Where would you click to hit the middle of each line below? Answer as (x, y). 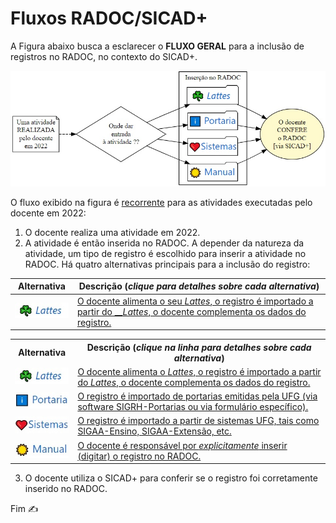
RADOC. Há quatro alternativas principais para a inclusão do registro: (167, 264)
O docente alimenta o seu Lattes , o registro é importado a (195, 301)
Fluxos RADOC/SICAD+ (109, 18)
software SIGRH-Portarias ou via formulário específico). (193, 407)
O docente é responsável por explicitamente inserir (182, 445)
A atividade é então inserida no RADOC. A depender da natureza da (164, 243)
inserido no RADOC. (66, 489)
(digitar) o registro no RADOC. (139, 456)
